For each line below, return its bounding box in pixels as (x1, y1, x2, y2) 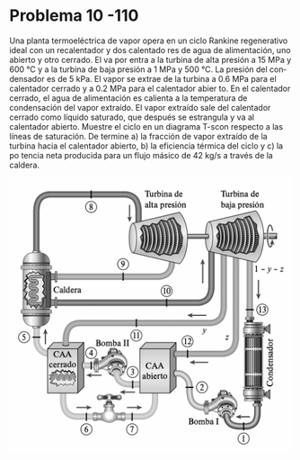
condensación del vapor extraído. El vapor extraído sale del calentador (9, 102, 271, 113)
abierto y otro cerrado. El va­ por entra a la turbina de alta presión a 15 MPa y (9, 54, 292, 65)
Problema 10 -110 (9, 5, 139, 26)
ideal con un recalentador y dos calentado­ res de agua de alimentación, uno (9, 44, 291, 55)
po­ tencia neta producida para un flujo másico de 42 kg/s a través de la (9, 149, 274, 160)
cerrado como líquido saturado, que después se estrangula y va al (9, 112, 254, 122)
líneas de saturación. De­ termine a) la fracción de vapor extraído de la (9, 131, 268, 141)
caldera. (9, 159, 40, 170)
